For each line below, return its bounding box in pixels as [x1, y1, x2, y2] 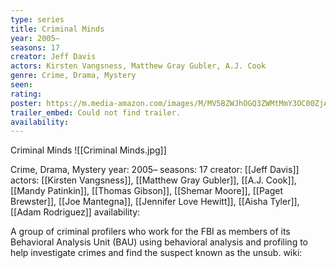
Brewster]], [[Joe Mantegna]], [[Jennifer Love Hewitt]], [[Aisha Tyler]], [10, 196, 300, 208]
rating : [10, 89, 43, 99]
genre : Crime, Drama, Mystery [10, 71, 137, 81]
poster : [10, 98, 43, 108]
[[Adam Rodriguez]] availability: [10, 206, 141, 218]
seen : [10, 80, 33, 90]
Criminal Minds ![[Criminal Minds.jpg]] [10, 144, 167, 156]
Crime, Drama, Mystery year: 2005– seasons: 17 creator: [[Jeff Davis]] [10, 164, 300, 176]
